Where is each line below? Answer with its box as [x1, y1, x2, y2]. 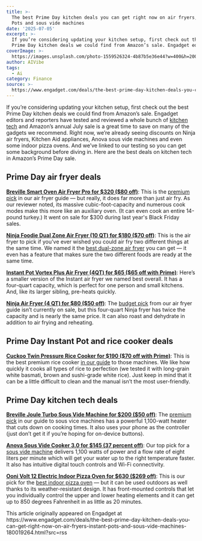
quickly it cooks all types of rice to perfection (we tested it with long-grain [6, 365, 189, 372]
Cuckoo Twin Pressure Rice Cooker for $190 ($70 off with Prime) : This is [6, 352, 190, 359]
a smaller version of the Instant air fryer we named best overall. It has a [6, 275, 182, 283]
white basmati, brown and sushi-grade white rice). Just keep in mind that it [6, 371, 192, 379]
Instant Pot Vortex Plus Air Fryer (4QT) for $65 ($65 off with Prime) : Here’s [6, 269, 195, 276]
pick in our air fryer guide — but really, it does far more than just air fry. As [6, 194, 191, 201]
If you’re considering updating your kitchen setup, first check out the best [6, 103, 189, 111]
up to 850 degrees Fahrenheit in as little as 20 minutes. [6, 498, 143, 506]
